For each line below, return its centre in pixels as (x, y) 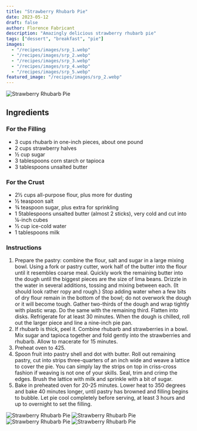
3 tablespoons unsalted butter (51, 167)
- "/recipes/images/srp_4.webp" (51, 66)
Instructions (24, 248)
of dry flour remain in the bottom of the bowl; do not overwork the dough (103, 298)
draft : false (22, 22)
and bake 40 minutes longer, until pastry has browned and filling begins (101, 392)
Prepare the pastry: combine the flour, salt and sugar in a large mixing (99, 260)
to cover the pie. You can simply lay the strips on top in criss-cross (96, 367)
